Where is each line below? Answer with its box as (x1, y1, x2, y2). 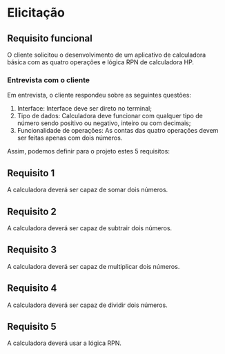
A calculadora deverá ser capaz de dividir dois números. (7, 301, 168, 309)
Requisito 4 (7, 282, 57, 295)
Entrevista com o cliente (7, 75, 90, 84)
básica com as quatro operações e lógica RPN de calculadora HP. (7, 58, 195, 66)
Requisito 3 (7, 244, 57, 256)
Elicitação (7, 5, 66, 21)
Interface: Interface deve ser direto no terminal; (17, 104, 152, 113)
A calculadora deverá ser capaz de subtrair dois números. (7, 223, 173, 232)
